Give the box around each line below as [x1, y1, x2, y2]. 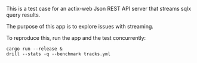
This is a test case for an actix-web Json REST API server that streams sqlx [6, 5, 192, 12]
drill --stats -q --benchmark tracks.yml [6, 51, 111, 57]
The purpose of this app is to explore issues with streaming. [6, 23, 154, 30]
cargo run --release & [6, 46, 63, 52]
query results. [6, 11, 41, 18]
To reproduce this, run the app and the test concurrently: [6, 34, 146, 41]
